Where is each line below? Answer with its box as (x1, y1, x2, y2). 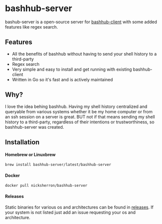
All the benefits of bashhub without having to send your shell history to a (12, 51, 157, 57)
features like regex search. (5, 24, 58, 30)
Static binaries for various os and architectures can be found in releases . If (5, 204, 154, 210)
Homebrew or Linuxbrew (5, 151, 56, 157)
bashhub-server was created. (5, 124, 64, 130)
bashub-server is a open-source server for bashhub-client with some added (5, 19, 157, 25)
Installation (5, 138, 40, 146)
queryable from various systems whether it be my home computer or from (5, 108, 153, 114)
